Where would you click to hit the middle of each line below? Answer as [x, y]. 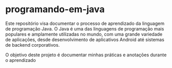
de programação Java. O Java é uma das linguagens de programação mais [85, 28]
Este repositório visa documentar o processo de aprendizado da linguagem [85, 23]
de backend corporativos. [33, 45]
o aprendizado [21, 60]
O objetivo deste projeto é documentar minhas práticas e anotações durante [86, 55]
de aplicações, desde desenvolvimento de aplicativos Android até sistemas [85, 40]
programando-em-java [55, 9]
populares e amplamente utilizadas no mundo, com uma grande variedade [84, 34]
